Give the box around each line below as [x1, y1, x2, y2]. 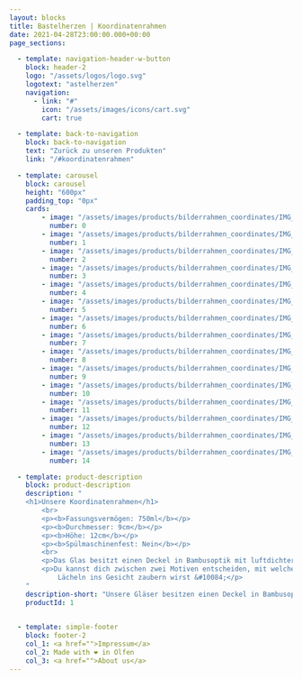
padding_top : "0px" [25, 196, 99, 206]
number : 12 [49, 423, 91, 432]
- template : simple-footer [17, 623, 119, 632]
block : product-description [25, 481, 130, 490]
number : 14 [49, 456, 91, 465]
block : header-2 [25, 63, 87, 72]
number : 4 [49, 289, 87, 298]
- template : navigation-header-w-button [17, 55, 171, 64]
